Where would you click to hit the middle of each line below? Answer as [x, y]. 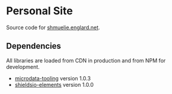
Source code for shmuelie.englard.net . [53, 27]
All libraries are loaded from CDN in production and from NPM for [86, 60]
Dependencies [34, 46]
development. [23, 67]
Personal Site [39, 11]
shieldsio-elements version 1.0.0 [54, 84]
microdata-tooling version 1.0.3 [52, 78]
